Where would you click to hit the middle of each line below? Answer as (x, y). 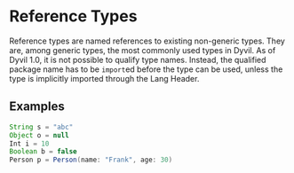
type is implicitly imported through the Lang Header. (104, 78)
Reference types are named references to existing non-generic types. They (147, 41)
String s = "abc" (41, 127)
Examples (37, 107)
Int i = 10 (29, 144)
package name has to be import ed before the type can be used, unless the (146, 69)
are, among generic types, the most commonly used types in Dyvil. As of (143, 50)
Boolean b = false (43, 152)
